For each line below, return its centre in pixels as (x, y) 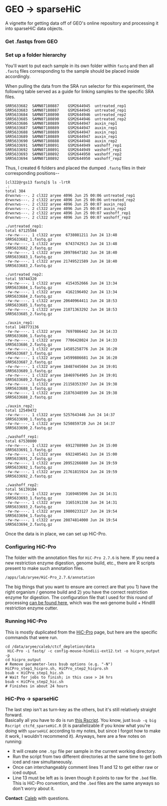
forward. (14, 715)
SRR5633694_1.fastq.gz (29, 516)
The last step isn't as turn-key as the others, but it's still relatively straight (81, 710)
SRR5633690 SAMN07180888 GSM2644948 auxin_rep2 (61, 141)
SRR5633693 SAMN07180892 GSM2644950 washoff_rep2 (63, 154)
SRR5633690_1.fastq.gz (29, 420)
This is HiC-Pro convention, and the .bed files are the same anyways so (86, 783)
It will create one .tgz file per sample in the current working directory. (84, 751)
